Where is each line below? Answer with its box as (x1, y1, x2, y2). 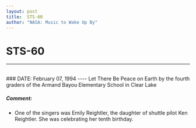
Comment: (6, 94, 33, 102)
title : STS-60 (6, 14, 43, 20)
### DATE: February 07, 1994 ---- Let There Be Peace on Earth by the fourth (6, 75, 190, 82)
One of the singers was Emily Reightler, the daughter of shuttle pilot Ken (14, 109, 188, 116)
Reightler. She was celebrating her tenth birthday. (14, 116, 134, 123)
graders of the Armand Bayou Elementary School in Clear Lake (6, 81, 157, 88)
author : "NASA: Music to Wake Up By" (6, 19, 98, 25)
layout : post (6, 8, 38, 15)
